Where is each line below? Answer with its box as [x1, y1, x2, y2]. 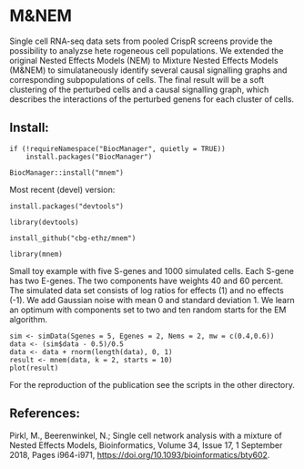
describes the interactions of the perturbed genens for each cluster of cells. [9, 93, 294, 105]
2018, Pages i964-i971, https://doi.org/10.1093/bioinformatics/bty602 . [9, 449, 270, 460]
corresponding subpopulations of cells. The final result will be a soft [9, 74, 265, 85]
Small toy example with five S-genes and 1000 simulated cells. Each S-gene [9, 265, 294, 276]
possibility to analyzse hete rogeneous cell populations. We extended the [9, 45, 284, 56]
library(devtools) [9, 218, 79, 227]
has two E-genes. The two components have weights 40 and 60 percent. [9, 275, 284, 286]
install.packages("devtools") [9, 201, 125, 210]
